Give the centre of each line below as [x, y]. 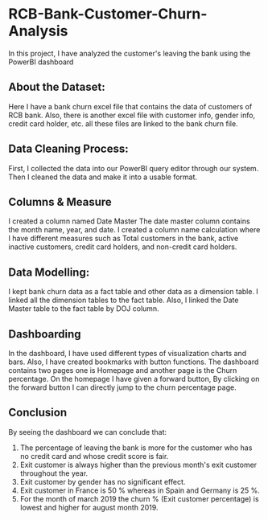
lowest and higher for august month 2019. [89, 507]
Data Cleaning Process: [68, 149]
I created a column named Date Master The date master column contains [130, 221]
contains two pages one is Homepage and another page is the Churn [123, 370]
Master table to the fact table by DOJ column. [84, 309]
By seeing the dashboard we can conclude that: [88, 432]
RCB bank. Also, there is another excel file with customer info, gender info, [132, 115]
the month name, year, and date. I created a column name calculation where [134, 230]
